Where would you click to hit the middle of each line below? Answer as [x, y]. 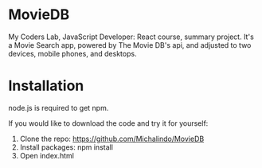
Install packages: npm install [66, 147]
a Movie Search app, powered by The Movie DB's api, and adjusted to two [130, 45]
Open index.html [47, 155]
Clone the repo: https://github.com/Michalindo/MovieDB [112, 139]
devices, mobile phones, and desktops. [72, 53]
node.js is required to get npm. [59, 107]
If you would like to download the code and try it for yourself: [108, 123]
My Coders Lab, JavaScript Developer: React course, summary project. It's [131, 37]
